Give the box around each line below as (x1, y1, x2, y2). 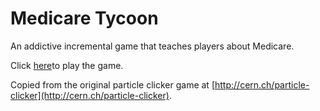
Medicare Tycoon (10, 7, 159, 30)
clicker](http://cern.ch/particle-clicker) (10, 89, 170, 101)
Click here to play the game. (10, 59, 124, 71)
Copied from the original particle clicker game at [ (10, 78, 215, 91)
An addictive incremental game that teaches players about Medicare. (10, 40, 295, 52)
